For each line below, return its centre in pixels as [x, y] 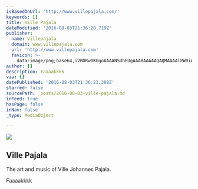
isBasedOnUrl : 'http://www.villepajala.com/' [63, 11]
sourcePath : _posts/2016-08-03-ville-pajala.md [66, 93]
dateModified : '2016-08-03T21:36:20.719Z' [59, 28]
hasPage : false [25, 104]
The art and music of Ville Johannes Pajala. [59, 169]
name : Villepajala [34, 39]
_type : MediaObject [30, 115]
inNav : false [22, 110]
